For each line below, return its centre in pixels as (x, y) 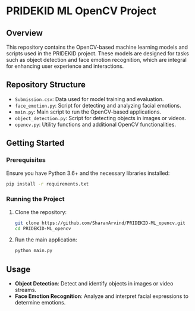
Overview (25, 33)
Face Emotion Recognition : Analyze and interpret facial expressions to (102, 296)
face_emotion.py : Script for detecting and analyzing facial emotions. (98, 105)
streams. (26, 290)
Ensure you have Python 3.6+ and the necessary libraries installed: (88, 173)
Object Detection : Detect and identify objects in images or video (94, 284)
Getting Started (35, 143)
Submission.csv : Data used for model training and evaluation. (89, 99)
